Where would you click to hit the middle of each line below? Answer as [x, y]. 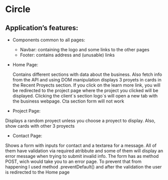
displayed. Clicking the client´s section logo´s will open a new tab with [85, 96]
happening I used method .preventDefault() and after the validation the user [83, 167]
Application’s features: [42, 28]
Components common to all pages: [49, 40]
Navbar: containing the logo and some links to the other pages [85, 50]
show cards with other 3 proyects [40, 126]
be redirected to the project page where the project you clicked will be [85, 91]
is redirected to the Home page [37, 172]
